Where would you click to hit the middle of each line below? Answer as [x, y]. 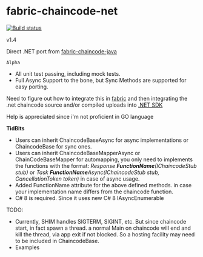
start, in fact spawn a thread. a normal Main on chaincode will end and [103, 228]
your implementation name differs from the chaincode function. [94, 192]
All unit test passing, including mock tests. [68, 73]
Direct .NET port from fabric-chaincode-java [62, 51]
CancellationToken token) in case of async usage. [77, 179]
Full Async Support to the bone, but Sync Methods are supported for [101, 80]
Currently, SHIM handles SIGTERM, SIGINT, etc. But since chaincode [101, 221]
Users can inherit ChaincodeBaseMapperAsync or [78, 153]
